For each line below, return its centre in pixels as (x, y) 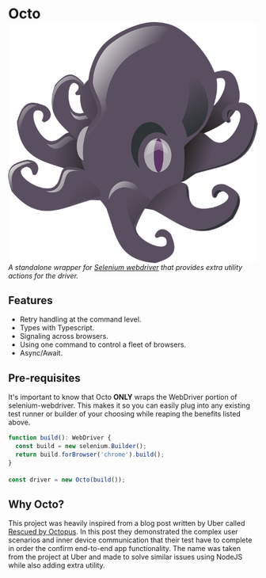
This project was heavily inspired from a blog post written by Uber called (127, 523)
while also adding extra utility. (57, 565)
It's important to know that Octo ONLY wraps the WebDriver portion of (123, 397)
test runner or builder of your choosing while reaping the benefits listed (125, 414)
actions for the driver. (44, 276)
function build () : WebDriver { (60, 438)
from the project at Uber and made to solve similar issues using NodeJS (125, 557)
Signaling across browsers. (64, 337)
